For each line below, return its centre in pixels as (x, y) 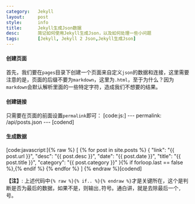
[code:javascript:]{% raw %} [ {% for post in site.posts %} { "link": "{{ (90, 149)
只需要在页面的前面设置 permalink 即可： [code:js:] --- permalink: (84, 115)
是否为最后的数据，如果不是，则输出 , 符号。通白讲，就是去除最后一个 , (96, 188)
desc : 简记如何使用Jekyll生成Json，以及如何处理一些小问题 (79, 33)
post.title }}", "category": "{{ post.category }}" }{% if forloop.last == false (95, 162)
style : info (27, 22)
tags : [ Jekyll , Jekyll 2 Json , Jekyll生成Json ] (71, 39)
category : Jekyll (30, 11)
